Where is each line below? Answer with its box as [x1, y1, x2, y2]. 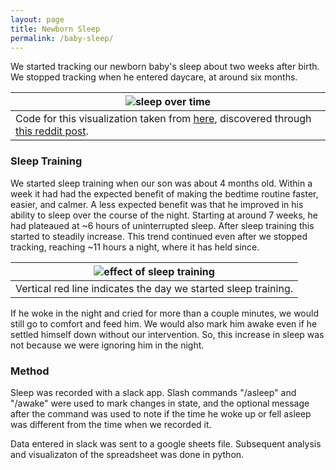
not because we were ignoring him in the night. [10, 339, 205, 351]
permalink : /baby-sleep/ [10, 33, 114, 43]
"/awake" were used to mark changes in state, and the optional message [10, 397, 310, 409]
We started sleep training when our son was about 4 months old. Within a [10, 177, 313, 189]
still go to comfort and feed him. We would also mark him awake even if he [10, 317, 318, 330]
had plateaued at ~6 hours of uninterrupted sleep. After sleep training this [10, 219, 315, 231]
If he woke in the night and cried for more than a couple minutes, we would [10, 307, 319, 319]
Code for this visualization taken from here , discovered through [15, 112, 312, 126]
